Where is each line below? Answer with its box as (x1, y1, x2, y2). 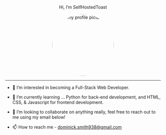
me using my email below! (12, 114, 66, 120)
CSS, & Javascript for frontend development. (12, 99, 104, 105)
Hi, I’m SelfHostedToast (59, 4, 107, 10)
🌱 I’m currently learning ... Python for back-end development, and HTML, (12, 94, 161, 100)
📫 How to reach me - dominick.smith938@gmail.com (12, 124, 122, 130)
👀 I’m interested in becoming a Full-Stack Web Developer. (12, 85, 130, 90)
